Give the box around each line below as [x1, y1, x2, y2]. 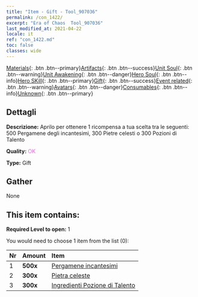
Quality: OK [6, 148, 36, 155]
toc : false [6, 43, 34, 49]
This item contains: [6, 209, 80, 220]
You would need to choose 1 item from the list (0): [6, 238, 129, 245]
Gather [6, 176, 33, 187]
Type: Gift [6, 159, 31, 166]
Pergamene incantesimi [51, 262, 118, 270]
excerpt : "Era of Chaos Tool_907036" [6, 20, 103, 26]
